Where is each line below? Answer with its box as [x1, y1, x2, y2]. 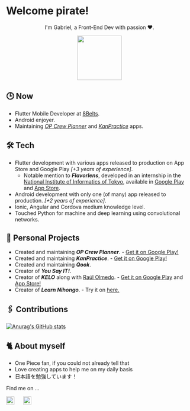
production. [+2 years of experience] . [14, 197, 107, 204]
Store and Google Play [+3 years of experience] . [14, 165, 133, 172]
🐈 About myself [6, 341, 66, 351]
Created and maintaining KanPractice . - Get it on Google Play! [14, 255, 168, 262]
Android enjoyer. [14, 116, 55, 123]
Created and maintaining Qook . [14, 261, 92, 268]
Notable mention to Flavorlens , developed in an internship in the [23, 172, 182, 179]
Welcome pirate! [6, 4, 89, 18]
